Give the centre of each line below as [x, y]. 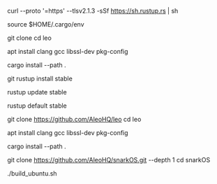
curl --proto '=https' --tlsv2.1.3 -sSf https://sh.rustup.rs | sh [93, 11]
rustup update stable [37, 92]
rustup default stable [37, 106]
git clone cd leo [30, 38]
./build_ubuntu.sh [32, 174]
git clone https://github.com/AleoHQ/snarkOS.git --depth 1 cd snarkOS [109, 160]
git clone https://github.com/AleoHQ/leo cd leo [74, 119]
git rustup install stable [40, 78]
